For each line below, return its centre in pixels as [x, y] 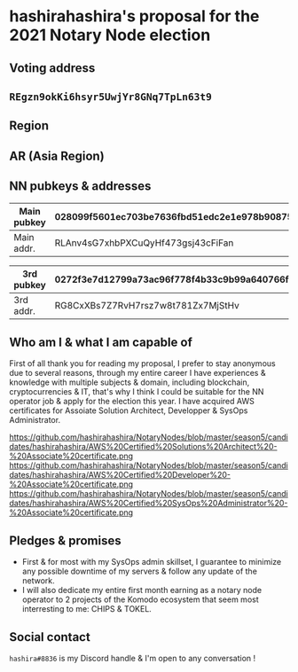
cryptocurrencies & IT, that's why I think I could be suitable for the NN [137, 392]
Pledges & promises [65, 540]
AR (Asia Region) [57, 156]
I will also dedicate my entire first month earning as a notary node [142, 590]
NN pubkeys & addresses [80, 187]
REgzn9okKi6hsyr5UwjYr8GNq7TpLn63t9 [111, 97]
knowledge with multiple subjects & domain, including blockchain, [129, 382]
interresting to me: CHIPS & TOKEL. [87, 609]
